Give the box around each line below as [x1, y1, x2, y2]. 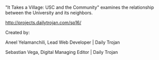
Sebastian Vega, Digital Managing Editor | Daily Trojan [5, 49, 118, 55]
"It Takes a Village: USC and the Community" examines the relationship [5, 5, 154, 10]
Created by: [5, 29, 30, 35]
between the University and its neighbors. [5, 10, 93, 16]
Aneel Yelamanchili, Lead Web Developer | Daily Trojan [5, 39, 120, 45]
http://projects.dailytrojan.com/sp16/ [5, 20, 82, 25]
